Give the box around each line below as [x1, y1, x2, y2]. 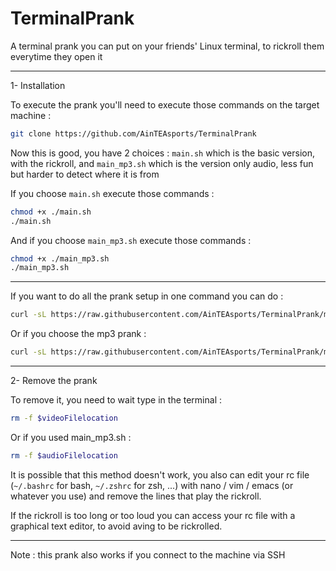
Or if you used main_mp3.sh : [10, 431, 132, 443]
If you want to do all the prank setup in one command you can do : [10, 290, 284, 302]
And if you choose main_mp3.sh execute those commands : [10, 234, 252, 246]
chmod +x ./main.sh [10, 207, 92, 217]
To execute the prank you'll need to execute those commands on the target [10, 98, 320, 111]
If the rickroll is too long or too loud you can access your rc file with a [10, 509, 296, 521]
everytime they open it [10, 50, 103, 62]
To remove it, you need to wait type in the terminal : [10, 394, 223, 406]
